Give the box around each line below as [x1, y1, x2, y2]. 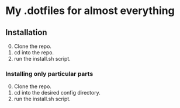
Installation [5, 27, 47, 37]
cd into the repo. [13, 49, 54, 56]
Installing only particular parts [5, 69, 94, 78]
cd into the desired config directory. [13, 89, 101, 96]
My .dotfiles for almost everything [5, 4, 175, 18]
